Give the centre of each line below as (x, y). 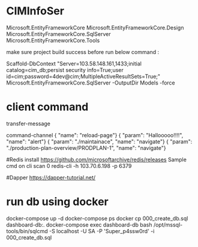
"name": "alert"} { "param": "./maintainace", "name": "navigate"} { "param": (99, 141)
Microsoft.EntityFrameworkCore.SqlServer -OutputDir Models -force (91, 83)
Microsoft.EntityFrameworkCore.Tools (53, 40)
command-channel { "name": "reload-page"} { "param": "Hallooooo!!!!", (95, 135)
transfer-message (28, 123)
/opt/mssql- (168, 225)
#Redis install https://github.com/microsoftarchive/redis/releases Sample (97, 159)
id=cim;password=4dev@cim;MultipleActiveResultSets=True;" (83, 76)
